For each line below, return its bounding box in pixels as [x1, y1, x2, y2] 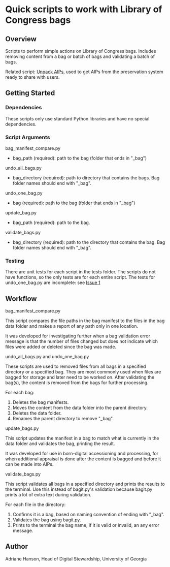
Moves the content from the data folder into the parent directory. [12, 405, 148, 411]
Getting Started [5, 89, 55, 98]
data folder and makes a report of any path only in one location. [5, 323, 139, 329]
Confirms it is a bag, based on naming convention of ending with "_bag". [12, 512, 165, 518]
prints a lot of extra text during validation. [5, 492, 92, 498]
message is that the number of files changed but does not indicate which [5, 338, 158, 344]
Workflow [5, 294, 37, 303]
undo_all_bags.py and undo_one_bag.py [5, 354, 89, 360]
